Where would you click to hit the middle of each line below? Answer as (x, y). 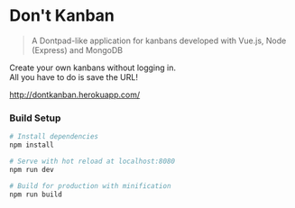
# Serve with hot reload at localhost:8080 (92, 161)
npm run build (36, 194)
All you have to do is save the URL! (74, 77)
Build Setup (35, 118)
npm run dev (32, 169)
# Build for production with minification (90, 185)
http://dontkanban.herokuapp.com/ (75, 95)
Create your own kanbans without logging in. (92, 68)
